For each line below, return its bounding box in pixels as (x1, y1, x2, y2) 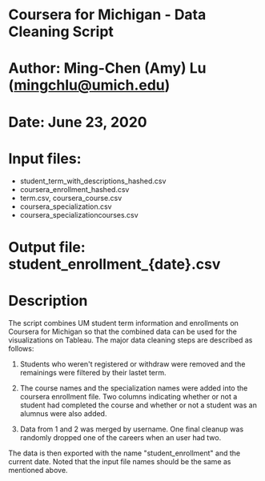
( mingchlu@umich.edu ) (8, 76, 171, 94)
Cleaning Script (8, 22, 114, 41)
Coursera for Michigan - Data (8, 6, 207, 24)
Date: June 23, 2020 (8, 113, 147, 131)
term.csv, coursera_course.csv (19, 193, 122, 202)
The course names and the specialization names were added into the (19, 383, 248, 393)
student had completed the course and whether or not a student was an (19, 400, 258, 410)
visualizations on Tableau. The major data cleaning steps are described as (8, 335, 253, 345)
